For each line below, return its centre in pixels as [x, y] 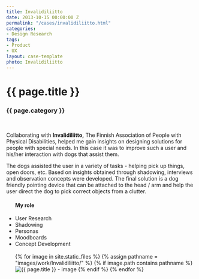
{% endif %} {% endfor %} [111, 269]
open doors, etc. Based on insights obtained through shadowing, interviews [99, 172]
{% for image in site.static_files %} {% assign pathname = [86, 257]
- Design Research [29, 34]
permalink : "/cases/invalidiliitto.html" [59, 23]
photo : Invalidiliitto [34, 62]
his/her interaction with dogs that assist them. [63, 154]
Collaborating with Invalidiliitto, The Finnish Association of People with [94, 135]
